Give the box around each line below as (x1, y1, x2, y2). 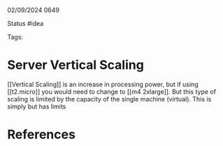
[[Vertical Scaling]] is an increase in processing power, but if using (7, 80, 199, 88)
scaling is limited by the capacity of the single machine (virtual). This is (7, 95, 212, 103)
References (7, 127, 75, 143)
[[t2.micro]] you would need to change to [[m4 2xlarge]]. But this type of (7, 87, 217, 96)
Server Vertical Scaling (7, 57, 145, 73)
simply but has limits (7, 102, 66, 111)
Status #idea (7, 19, 44, 27)
